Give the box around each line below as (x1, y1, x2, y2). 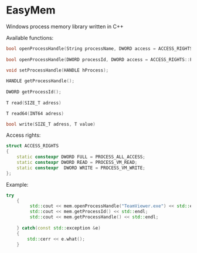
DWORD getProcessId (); (6, 89, 62, 95)
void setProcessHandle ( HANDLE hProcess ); (6, 67, 109, 73)
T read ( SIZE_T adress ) (6, 100, 62, 106)
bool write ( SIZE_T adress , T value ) (6, 121, 96, 127)
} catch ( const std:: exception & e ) (16, 225, 101, 231)
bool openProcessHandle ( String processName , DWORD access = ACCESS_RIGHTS (6, 45, 193, 52)
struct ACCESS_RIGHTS (6, 143, 59, 149)
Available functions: (6, 34, 54, 41)
